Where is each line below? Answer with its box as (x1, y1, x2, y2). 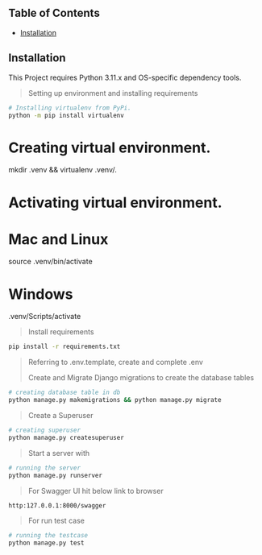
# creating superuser (8, 426, 81, 434)
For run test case (27, 516, 85, 526)
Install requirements (27, 327, 94, 337)
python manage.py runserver (8, 471, 103, 479)
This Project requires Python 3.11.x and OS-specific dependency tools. (8, 72, 242, 82)
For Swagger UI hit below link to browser (27, 486, 164, 495)
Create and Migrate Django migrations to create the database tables (27, 373, 255, 383)
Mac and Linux (8, 230, 109, 248)
